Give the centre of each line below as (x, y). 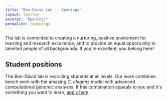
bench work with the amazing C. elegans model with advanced (70, 82)
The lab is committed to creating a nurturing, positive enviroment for (76, 38)
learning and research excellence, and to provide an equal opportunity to (80, 43)
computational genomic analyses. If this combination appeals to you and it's (83, 87)
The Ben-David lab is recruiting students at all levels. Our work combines (80, 76)
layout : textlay (22, 14)
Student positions (34, 64)
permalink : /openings (28, 24)
